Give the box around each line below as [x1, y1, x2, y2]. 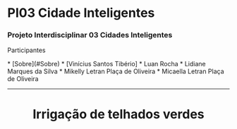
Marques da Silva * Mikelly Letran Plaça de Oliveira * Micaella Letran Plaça [7, 67, 224, 75]
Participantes [7, 46, 46, 54]
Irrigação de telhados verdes [32, 106, 205, 122]
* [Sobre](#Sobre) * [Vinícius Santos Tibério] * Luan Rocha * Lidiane [7, 60, 206, 68]
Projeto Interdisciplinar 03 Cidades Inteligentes [7, 30, 173, 40]
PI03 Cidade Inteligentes [7, 5, 155, 21]
